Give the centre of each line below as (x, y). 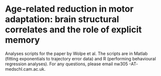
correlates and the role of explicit (73, 30)
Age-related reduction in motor (69, 9)
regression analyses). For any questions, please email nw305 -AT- (71, 64)
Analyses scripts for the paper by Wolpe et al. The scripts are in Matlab (76, 53)
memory (22, 40)
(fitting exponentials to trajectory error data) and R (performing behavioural (80, 58)
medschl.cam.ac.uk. (25, 69)
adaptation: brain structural (62, 19)
